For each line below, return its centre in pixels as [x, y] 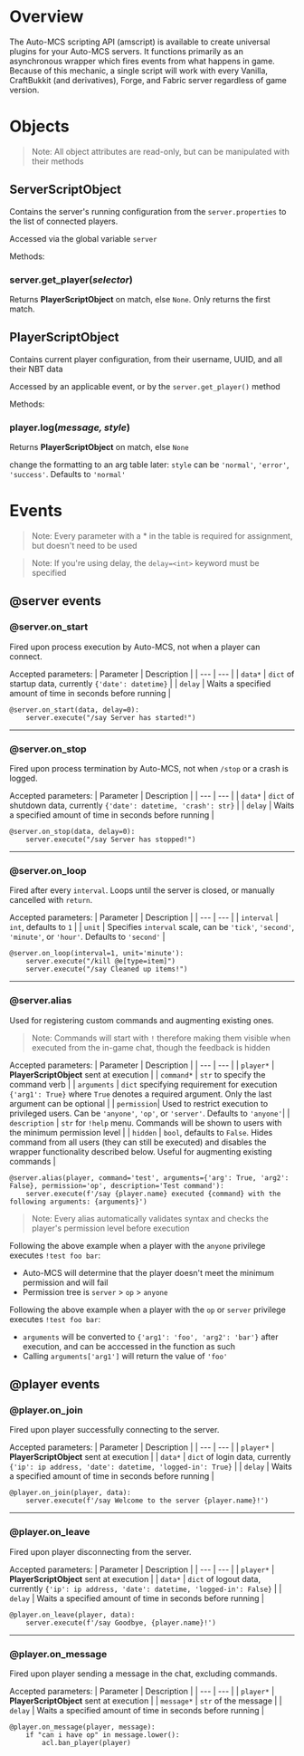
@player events [55, 1384]
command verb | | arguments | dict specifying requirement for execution [143, 1084]
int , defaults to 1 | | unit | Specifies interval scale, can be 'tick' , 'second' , [152, 927]
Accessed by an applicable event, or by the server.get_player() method [145, 386]
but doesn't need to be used [84, 546]
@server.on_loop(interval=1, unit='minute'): [96, 954]
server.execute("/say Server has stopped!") [111, 840]
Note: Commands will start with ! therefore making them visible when [161, 1038]
